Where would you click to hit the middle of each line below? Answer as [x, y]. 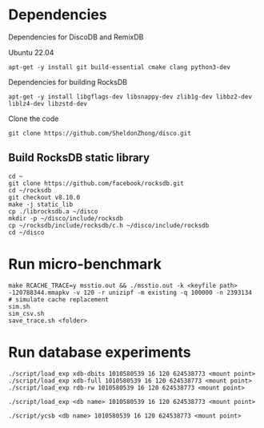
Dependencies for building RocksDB [68, 82]
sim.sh [19, 306]
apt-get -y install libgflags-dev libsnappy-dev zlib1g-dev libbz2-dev [130, 97]
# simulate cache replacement [59, 299]
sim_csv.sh [26, 313]
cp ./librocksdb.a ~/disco [53, 211]
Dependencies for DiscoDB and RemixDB [76, 37]
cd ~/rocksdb [30, 190]
